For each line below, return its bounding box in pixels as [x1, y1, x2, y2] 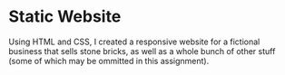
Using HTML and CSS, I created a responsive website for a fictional [8, 36, 260, 47]
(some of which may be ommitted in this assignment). [8, 55, 210, 66]
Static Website [8, 6, 122, 27]
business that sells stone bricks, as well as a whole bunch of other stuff [8, 45, 276, 56]
